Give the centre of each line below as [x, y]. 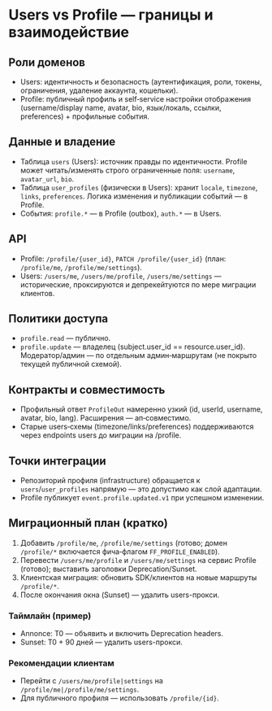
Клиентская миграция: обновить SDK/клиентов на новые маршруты [138, 577]
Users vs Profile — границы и [111, 15]
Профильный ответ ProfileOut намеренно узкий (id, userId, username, [141, 409]
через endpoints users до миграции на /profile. [101, 435]
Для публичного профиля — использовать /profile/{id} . [119, 698]
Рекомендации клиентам [62, 663]
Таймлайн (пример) [50, 616]
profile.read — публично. [65, 338]
